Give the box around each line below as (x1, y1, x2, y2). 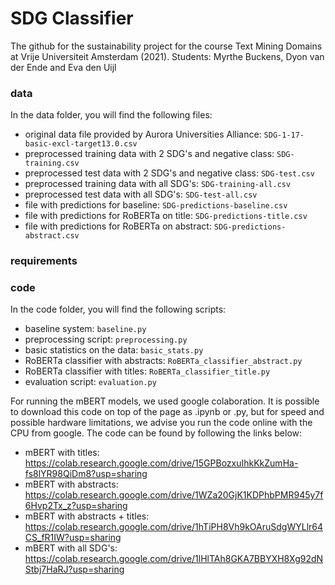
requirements (10, 254, 78, 268)
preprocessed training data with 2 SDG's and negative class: (24, 148, 275, 160)
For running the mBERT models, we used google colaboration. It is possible (10, 395, 320, 407)
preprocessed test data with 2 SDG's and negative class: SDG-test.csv (24, 167, 315, 179)
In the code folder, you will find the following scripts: (10, 303, 227, 316)
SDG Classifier (10, 7, 134, 30)
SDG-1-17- (263, 130, 305, 141)
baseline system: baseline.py (24, 323, 147, 335)
